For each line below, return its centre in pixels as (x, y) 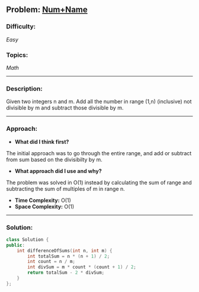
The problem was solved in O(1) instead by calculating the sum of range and (99, 182)
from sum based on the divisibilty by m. (54, 159)
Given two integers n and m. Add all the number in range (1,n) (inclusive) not (99, 102)
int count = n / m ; (52, 262)
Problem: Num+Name (47, 10)
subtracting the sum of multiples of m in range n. (66, 188)
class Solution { (28, 239)
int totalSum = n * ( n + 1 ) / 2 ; (69, 256)
